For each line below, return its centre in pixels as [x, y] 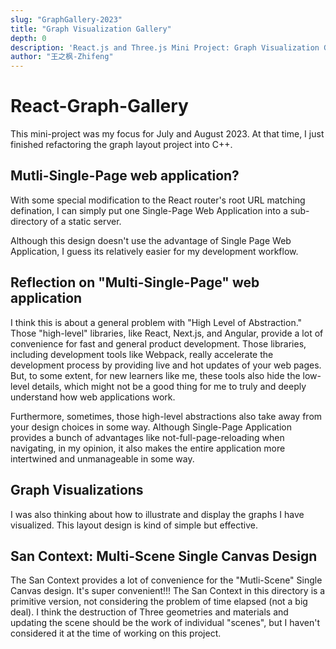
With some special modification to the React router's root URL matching [158, 200]
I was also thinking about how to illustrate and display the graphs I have [157, 514]
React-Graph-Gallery [99, 106]
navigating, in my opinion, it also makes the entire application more [148, 448]
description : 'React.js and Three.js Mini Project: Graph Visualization [165, 47]
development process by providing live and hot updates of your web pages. [166, 365]
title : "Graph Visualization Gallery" [91, 29]
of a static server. [85, 221]
